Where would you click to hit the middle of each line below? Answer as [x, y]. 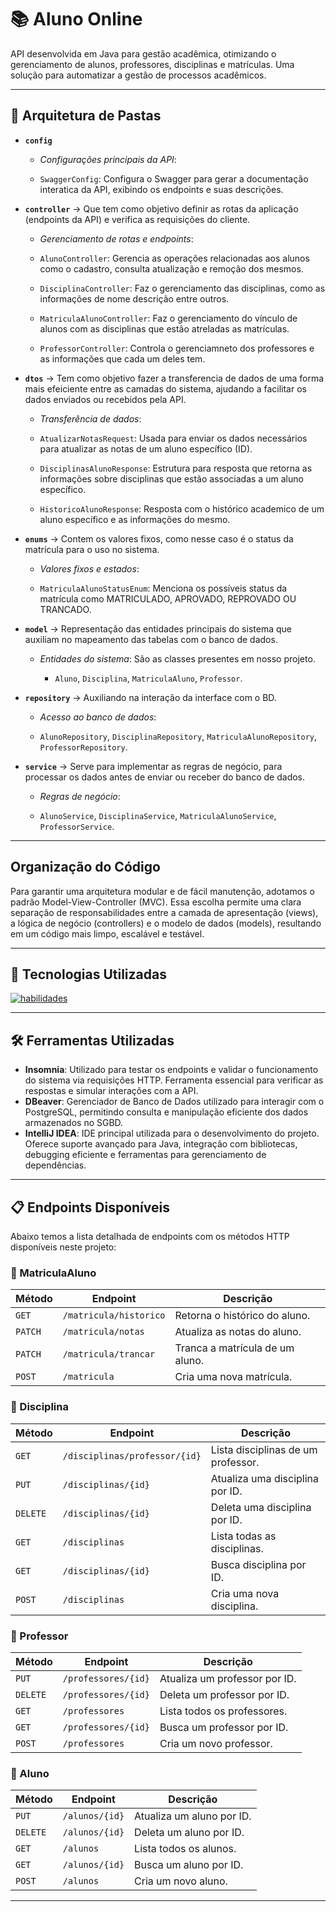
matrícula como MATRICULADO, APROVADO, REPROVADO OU [168, 598]
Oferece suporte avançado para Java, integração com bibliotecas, [161, 1144]
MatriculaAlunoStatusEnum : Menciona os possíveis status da [163, 588]
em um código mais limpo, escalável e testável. [107, 933]
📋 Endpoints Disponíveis [90, 1207]
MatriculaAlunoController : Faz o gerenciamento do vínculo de [168, 318]
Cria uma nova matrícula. [233, 1377]
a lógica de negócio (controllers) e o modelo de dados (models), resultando [166, 923]
